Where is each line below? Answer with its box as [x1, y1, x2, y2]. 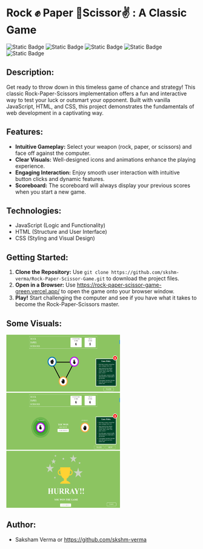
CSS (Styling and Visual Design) [15, 234, 95, 242]
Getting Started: [6, 252, 68, 262]
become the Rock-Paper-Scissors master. [15, 301, 120, 308]
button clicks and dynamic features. [15, 175, 105, 182]
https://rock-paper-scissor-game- [76, 281, 162, 288]
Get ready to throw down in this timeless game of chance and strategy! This [6, 83, 196, 90]
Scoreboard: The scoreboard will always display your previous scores [15, 182, 191, 189]
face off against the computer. [15, 149, 91, 157]
